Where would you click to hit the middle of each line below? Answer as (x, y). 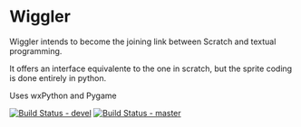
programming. (36, 50)
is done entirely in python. (58, 77)
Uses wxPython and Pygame (63, 95)
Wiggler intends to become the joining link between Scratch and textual (143, 41)
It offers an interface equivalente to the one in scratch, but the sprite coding (151, 68)
